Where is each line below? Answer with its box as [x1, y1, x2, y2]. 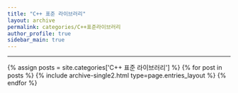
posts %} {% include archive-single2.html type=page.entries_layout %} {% [7, 71, 227, 80]
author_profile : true [7, 30, 72, 37]
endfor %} [7, 79, 38, 87]
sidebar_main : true [7, 37, 65, 44]
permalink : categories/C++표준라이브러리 [7, 23, 121, 30]
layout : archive [7, 17, 55, 24]
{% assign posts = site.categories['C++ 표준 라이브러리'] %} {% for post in [7, 63, 222, 72]
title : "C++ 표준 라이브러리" [7, 10, 86, 18]
